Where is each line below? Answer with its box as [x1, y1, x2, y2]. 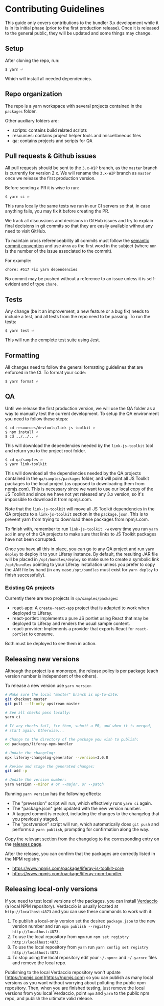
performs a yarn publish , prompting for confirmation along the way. [12, 827, 150, 832]
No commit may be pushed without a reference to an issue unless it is [5, 276, 146, 282]
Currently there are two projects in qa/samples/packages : [5, 595, 118, 601]
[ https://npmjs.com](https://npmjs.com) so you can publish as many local [5, 975, 153, 980]
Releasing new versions [5, 655, 79, 663]
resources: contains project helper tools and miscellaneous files [12, 132, 141, 138]
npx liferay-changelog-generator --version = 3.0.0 [5, 755, 109, 760]
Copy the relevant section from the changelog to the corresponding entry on [5, 836, 160, 842]
